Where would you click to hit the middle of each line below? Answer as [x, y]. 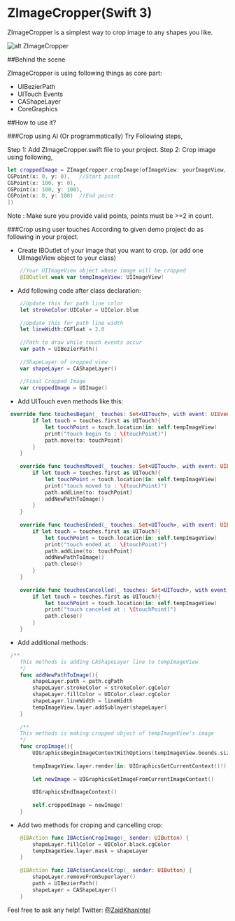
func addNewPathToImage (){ [59, 675]
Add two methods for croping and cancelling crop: [90, 825]
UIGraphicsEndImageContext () [75, 792]
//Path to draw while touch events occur [81, 342]
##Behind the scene [36, 59]
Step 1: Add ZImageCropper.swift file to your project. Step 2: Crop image [112, 149]
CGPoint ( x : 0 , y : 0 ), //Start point [64, 176]
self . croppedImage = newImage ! [78, 805]
